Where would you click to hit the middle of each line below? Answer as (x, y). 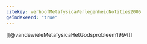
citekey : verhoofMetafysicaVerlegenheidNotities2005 (74, 12)
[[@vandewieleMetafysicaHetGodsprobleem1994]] (69, 34)
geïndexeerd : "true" (32, 17)
